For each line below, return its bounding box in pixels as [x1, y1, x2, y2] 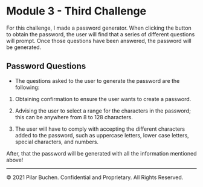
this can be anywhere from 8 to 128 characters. [14, 113, 133, 120]
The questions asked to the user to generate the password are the [14, 77, 180, 84]
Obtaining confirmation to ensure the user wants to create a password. [14, 95, 192, 102]
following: [14, 84, 40, 91]
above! [6, 156, 24, 163]
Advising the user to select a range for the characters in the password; [14, 107, 192, 114]
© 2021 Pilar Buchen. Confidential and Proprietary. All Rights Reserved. [6, 174, 184, 181]
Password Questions [6, 61, 86, 71]
